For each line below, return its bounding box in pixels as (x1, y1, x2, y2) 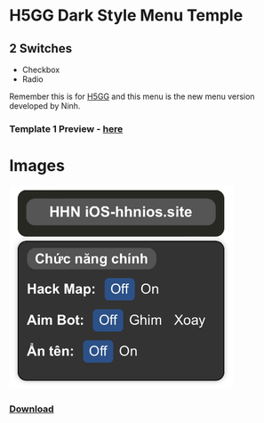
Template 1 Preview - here (9, 122, 124, 134)
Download (9, 403, 55, 415)
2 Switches (9, 41, 73, 56)
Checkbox (21, 64, 60, 75)
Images (9, 156, 65, 176)
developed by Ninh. (9, 101, 81, 111)
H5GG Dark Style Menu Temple (9, 5, 244, 26)
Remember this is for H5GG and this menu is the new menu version (9, 91, 255, 102)
